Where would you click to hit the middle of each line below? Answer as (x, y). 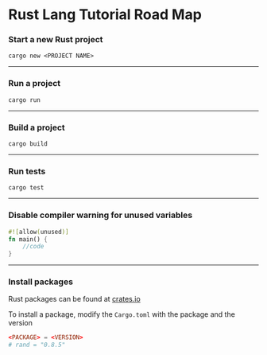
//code (33, 247)
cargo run (25, 100)
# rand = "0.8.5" (37, 345)
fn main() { (28, 239)
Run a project (35, 84)
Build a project (37, 127)
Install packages (41, 282)
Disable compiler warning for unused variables (101, 215)
